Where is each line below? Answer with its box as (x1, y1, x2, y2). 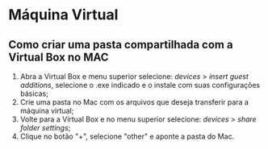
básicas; (19, 89, 48, 98)
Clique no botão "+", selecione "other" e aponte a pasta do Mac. (19, 131, 235, 141)
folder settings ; (19, 123, 71, 132)
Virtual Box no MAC (8, 50, 109, 64)
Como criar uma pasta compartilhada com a (8, 38, 233, 52)
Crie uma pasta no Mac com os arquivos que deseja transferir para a (19, 97, 249, 106)
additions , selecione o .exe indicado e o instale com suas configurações (19, 81, 261, 89)
